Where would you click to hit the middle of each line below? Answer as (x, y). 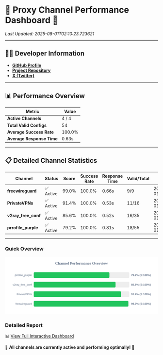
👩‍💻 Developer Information (45, 54)
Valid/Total (138, 179)
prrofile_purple (23, 227)
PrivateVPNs (20, 203)
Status (52, 179)
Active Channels (24, 118)
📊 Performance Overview (45, 96)
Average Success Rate (31, 132)
